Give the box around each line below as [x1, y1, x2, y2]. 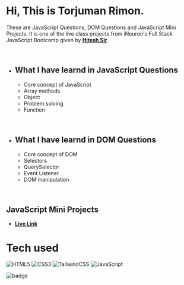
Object [23, 93, 40, 100]
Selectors [23, 157, 47, 164]
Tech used [6, 241, 59, 255]
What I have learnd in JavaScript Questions [14, 65, 179, 75]
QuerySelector [23, 163, 59, 170]
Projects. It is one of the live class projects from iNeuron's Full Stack [6, 30, 173, 37]
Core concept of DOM [23, 150, 78, 158]
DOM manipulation [23, 176, 69, 183]
